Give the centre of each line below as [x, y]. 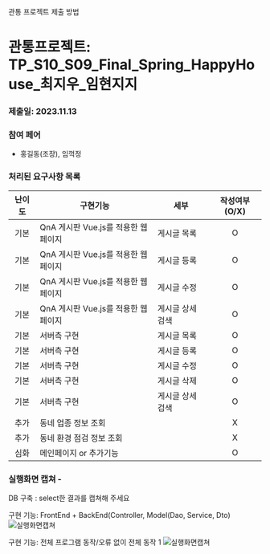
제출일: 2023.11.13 [43, 112]
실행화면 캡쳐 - [35, 479]
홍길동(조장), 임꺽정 [51, 154]
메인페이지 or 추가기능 [79, 453]
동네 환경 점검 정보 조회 [81, 438]
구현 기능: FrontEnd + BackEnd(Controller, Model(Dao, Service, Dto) [119, 515]
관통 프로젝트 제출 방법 [44, 12]
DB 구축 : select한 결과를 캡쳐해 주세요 [69, 498]
